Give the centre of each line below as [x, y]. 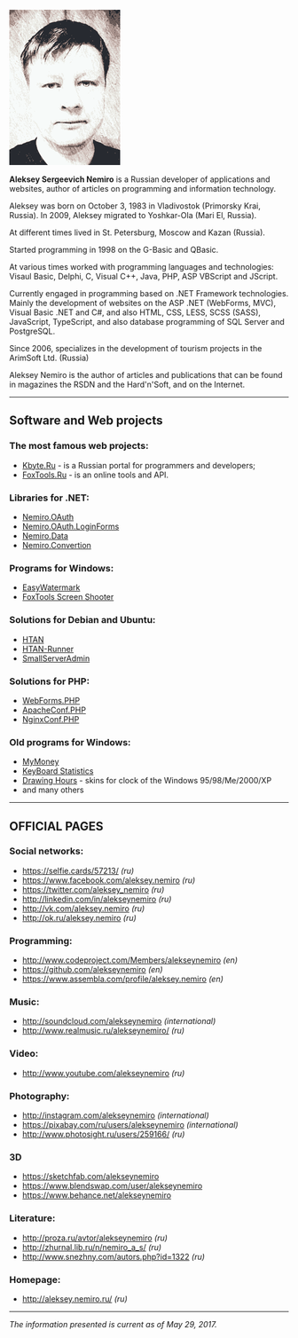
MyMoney [40, 762]
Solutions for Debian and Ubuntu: [82, 620]
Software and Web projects [86, 421]
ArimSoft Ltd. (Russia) [49, 358]
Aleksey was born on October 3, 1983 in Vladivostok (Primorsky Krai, [135, 206]
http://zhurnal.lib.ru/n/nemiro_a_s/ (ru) [92, 1247]
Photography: [39, 1096]
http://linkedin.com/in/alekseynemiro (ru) [97, 899]
